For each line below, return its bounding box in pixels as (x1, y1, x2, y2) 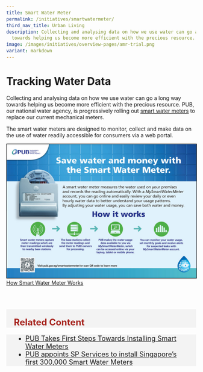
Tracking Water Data (6, 75, 111, 88)
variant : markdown (6, 48, 52, 54)
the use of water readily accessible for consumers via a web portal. (6, 131, 173, 138)
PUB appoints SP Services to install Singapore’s (25, 350, 177, 359)
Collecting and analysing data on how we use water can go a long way (6, 94, 181, 102)
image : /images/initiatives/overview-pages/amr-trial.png (6, 42, 155, 48)
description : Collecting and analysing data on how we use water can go (6, 29, 193, 35)
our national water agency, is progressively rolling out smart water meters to (6, 107, 196, 114)
